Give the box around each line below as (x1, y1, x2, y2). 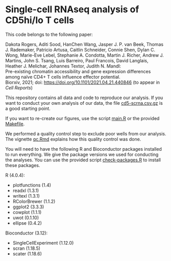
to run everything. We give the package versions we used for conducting (5, 151, 159, 157)
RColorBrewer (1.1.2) (12, 198, 56, 204)
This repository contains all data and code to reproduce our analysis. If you (5, 94, 163, 101)
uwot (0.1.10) (12, 215, 39, 221)
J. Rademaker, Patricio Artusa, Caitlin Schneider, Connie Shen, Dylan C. (5, 46, 156, 53)
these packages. (5, 162, 40, 168)
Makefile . (5, 121, 25, 127)
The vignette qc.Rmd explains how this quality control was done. (5, 136, 141, 142)
